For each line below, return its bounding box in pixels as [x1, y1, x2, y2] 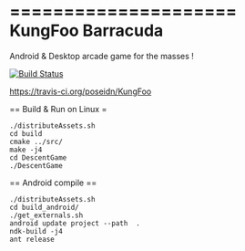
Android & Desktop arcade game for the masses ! [9, 50, 194, 61]
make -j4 [9, 145, 43, 154]
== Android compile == [9, 177, 97, 188]
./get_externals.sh [9, 211, 84, 220]
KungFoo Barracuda [9, 20, 164, 41]
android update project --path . [9, 218, 141, 228]
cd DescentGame [9, 152, 67, 162]
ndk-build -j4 [9, 226, 64, 235]
